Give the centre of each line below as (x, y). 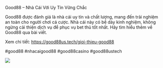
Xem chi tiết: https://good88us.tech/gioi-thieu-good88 (60, 42)
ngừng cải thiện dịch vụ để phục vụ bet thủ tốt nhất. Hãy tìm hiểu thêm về (79, 27)
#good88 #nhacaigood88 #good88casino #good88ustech (64, 51)
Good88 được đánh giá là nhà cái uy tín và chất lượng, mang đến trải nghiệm (81, 17)
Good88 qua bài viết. (26, 32)
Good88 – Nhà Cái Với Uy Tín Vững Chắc (46, 8)
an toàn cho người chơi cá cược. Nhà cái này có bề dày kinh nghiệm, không (81, 22)
